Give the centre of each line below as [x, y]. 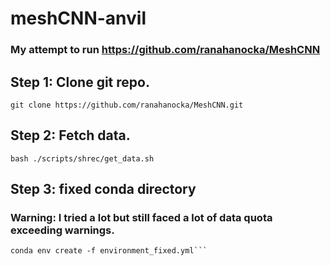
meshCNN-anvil [78, 18]
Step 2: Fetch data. [70, 135]
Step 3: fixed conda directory [103, 189]
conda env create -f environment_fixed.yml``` [109, 251]
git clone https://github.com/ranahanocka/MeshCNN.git [127, 105]
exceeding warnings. [62, 230]
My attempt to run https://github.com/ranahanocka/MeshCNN [165, 50]
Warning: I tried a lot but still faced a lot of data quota [141, 218]
